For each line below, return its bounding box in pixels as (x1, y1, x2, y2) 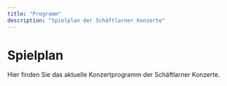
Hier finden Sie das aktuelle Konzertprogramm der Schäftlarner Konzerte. (7, 70, 221, 79)
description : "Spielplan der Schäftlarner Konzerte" (7, 17, 166, 24)
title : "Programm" (7, 10, 61, 18)
